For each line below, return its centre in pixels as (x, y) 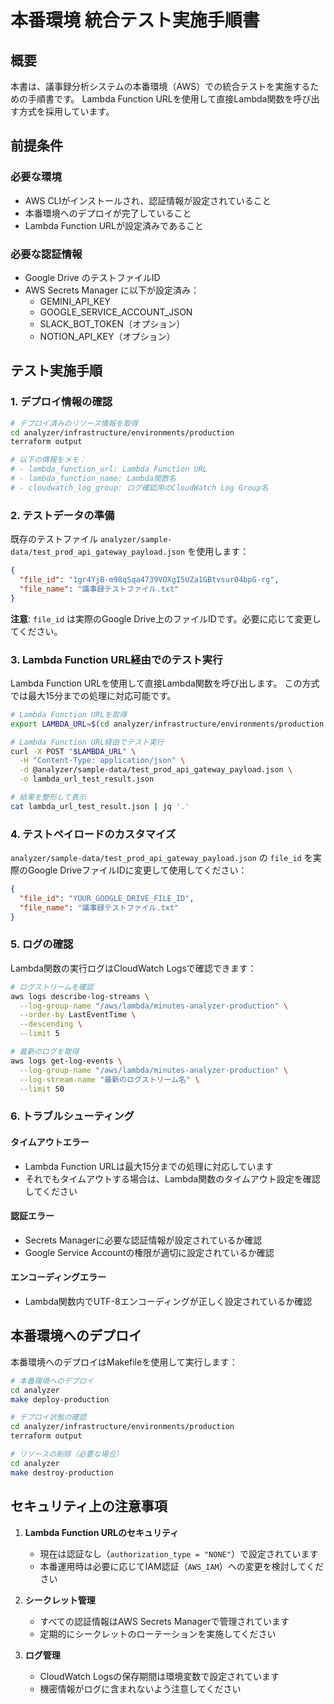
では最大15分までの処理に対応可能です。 (93, 695)
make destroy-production (62, 1472)
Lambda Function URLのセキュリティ (102, 1532)
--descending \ (51, 1024)
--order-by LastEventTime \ (78, 1015)
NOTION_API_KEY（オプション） (107, 336)
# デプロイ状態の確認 (48, 1417)
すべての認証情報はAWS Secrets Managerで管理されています (164, 1621)
